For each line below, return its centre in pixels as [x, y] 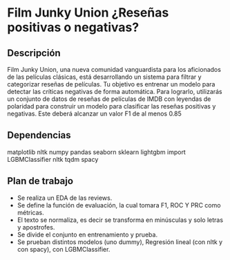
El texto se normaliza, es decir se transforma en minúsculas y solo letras [120, 220]
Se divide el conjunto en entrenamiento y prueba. [87, 234]
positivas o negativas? [73, 27]
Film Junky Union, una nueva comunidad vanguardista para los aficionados [114, 69]
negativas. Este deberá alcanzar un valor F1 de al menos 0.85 [94, 113]
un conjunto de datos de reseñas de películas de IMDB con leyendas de [109, 99]
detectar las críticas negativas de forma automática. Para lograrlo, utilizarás [115, 92]
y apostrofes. [36, 227]
